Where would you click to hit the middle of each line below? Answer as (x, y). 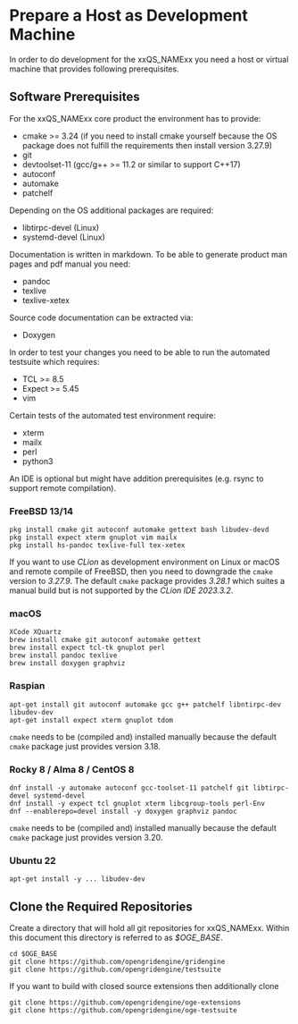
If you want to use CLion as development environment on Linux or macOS (145, 562)
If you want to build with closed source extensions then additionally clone (144, 986)
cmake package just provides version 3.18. (85, 746)
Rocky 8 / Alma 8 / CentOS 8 (72, 769)
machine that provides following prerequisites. (95, 69)
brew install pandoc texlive (63, 656)
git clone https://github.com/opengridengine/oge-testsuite (124, 1011)
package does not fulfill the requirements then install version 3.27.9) (147, 145)
